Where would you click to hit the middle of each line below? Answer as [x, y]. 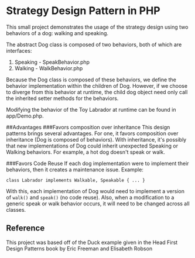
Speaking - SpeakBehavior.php [52, 62]
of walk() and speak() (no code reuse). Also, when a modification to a [90, 197]
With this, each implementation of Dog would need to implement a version [95, 191]
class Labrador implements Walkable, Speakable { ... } [76, 180]
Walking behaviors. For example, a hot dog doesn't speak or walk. [85, 152]
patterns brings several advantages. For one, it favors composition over [92, 133]
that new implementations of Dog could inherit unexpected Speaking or [92, 146]
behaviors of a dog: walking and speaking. [57, 33]
